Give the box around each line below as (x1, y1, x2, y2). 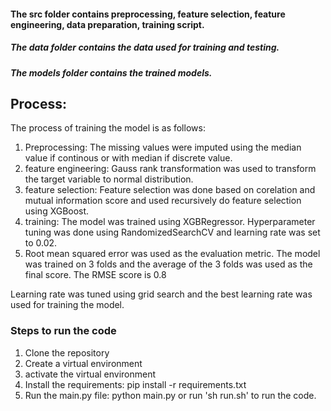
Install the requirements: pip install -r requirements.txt (24, 378, 247, 390)
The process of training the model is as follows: (10, 122, 206, 134)
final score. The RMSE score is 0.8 (24, 269, 167, 281)
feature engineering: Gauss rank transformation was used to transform (24, 163, 317, 175)
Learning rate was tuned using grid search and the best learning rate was (10, 288, 313, 300)
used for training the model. (10, 299, 125, 311)
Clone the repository (24, 346, 110, 359)
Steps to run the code (10, 324, 117, 338)
